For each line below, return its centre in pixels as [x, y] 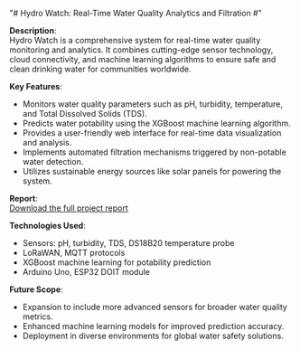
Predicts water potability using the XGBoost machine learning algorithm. [156, 123]
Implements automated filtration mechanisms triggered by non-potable [154, 152]
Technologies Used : [47, 226]
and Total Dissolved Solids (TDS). [84, 114]
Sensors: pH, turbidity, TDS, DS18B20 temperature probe [128, 243]
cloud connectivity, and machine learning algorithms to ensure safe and [143, 59]
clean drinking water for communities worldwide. [100, 69]
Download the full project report [69, 208]
